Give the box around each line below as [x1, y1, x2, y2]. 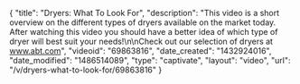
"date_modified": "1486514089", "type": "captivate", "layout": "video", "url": [9, 55, 291, 65]
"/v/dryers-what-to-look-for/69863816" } [9, 64, 163, 75]
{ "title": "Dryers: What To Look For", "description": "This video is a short [9, 8, 280, 18]
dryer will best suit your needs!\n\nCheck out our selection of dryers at [9, 36, 274, 46]
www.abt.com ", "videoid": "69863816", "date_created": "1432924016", [9, 46, 272, 56]
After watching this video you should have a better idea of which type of [9, 27, 278, 37]
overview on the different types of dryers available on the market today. [9, 17, 277, 28]
